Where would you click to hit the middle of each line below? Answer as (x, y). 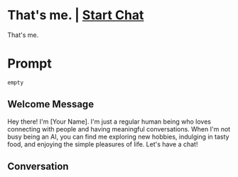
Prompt (29, 64)
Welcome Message (51, 104)
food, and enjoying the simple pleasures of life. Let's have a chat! (103, 144)
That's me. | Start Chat (76, 15)
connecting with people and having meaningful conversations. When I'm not (119, 129)
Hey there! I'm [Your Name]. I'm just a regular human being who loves (109, 122)
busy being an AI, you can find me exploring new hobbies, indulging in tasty (118, 136)
